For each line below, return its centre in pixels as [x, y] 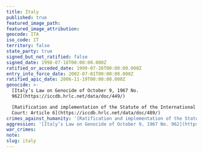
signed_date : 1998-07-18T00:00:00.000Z [56, 62]
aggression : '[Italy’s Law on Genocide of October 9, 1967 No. [88, 124]
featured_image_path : [34, 23]
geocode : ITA [23, 34]
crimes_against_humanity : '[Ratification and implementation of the [94, 119]
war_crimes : [21, 130]
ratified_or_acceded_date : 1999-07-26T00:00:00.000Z [74, 68]
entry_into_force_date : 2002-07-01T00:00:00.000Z [70, 74]
